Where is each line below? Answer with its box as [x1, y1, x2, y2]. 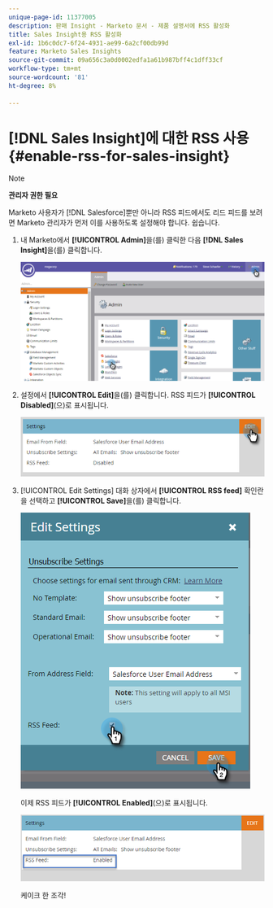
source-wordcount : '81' [8, 73, 89, 81]
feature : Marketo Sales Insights [8, 47, 122, 56]
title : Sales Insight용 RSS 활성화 [8, 30, 122, 38]
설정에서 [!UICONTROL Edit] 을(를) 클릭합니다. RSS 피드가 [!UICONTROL [19, 390, 256, 399]
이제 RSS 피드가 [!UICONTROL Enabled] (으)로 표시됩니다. [19, 797, 209, 807]
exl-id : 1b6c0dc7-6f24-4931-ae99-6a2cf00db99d [8, 39, 169, 47]
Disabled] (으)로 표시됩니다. [19, 399, 110, 410]
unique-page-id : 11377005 [8, 13, 96, 21]
